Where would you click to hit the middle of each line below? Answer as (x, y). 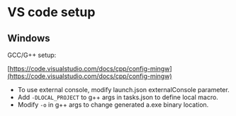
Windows (29, 38)
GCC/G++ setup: (32, 55)
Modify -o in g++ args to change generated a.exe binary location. (113, 105)
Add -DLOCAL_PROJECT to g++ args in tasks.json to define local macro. (118, 97)
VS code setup (51, 12)
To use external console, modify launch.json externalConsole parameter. (123, 90)
